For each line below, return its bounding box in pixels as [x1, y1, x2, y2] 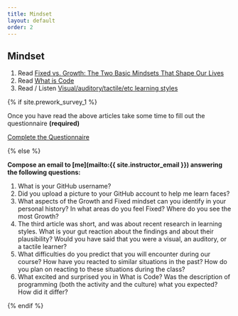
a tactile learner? [17, 243, 67, 251]
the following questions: [7, 168, 81, 177]
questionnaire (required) [7, 119, 80, 128]
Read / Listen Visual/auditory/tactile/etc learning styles [17, 84, 178, 93]
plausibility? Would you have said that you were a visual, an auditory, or [17, 235, 227, 243]
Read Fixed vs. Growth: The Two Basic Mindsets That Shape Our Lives [17, 69, 225, 78]
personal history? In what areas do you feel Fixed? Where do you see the [17, 204, 232, 214]
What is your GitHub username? [17, 182, 112, 191]
